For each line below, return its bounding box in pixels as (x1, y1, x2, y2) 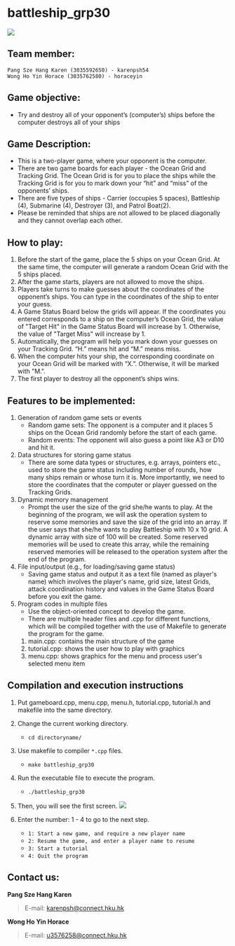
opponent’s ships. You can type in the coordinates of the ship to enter (17, 292, 220, 301)
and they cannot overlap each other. (17, 216, 123, 225)
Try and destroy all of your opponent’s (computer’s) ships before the (17, 110, 215, 119)
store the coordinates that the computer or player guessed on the (27, 480, 217, 489)
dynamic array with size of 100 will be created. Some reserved (27, 533, 208, 541)
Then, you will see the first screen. (17, 802, 118, 810)
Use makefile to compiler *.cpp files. (17, 746, 123, 755)
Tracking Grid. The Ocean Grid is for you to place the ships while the (17, 172, 216, 180)
